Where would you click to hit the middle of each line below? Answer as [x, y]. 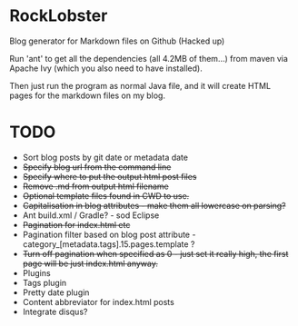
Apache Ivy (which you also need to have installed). [106, 68]
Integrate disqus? [55, 311]
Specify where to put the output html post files [109, 176]
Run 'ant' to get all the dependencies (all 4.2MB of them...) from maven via [149, 58]
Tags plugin [45, 282]
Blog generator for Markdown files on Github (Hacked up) [117, 41]
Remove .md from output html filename [96, 186]
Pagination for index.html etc [76, 224]
